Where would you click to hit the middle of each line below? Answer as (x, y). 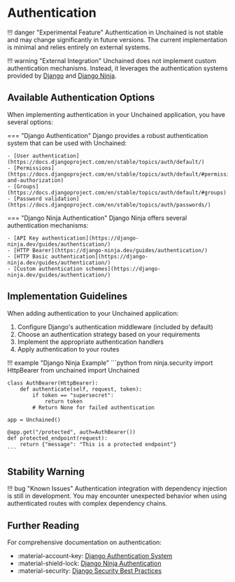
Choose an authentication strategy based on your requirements (109, 334)
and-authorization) (36, 180)
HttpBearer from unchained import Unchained (73, 370)
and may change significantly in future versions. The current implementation (117, 39)
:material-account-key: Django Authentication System (95, 556)
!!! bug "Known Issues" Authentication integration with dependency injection (117, 489)
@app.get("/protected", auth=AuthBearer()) (72, 432)
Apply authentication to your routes (68, 349)
